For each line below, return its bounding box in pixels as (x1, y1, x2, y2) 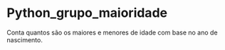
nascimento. (6, 35, 43, 44)
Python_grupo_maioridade (6, 5, 168, 21)
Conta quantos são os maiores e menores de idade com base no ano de (6, 28, 218, 37)
